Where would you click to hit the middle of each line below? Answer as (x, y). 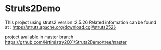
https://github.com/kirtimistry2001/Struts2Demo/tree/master (66, 42)
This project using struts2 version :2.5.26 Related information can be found (81, 22)
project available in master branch (39, 37)
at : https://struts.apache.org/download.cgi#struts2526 (61, 27)
